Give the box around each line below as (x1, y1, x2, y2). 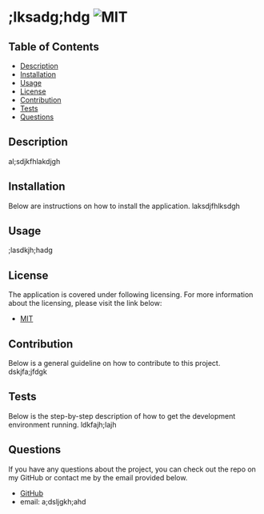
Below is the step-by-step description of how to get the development (8, 411, 236, 420)
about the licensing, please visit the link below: (8, 299, 162, 308)
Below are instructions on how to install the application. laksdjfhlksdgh (8, 201, 240, 211)
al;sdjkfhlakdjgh (8, 156, 61, 166)
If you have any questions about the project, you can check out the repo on (8, 464, 256, 474)
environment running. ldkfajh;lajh (8, 420, 118, 429)
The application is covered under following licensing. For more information (8, 290, 254, 299)
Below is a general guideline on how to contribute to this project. (8, 359, 221, 368)
